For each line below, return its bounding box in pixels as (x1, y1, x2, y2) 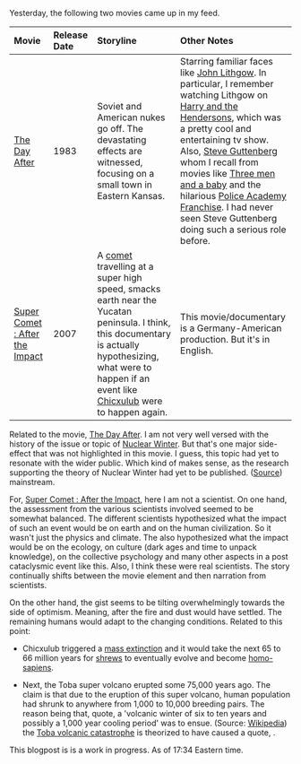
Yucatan (97, 305, 133, 317)
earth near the (97, 294, 157, 306)
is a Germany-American (180, 322, 282, 334)
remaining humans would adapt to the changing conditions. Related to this (9, 616, 283, 627)
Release (53, 29, 89, 41)
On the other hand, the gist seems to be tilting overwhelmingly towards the (9, 597, 285, 608)
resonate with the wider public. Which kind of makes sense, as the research (9, 457, 289, 468)
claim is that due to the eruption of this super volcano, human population (21, 690, 291, 699)
